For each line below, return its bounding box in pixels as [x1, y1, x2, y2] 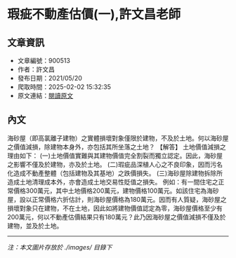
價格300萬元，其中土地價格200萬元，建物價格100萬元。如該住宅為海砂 [13, 186, 219, 195]
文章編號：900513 [17, 57, 70, 64]
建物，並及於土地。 [7, 222, 63, 230]
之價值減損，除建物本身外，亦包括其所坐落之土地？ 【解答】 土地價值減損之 [7, 142, 226, 151]
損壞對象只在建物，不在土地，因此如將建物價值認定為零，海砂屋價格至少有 [7, 204, 223, 212]
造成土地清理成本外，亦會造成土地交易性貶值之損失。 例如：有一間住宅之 [7, 177, 218, 186]
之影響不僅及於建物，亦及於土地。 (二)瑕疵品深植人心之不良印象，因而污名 [7, 160, 223, 168]
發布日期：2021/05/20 [17, 74, 82, 82]
